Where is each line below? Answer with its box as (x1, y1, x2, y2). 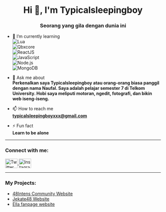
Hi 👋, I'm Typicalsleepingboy (23, 4, 143, 16)
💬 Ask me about (12, 74, 45, 81)
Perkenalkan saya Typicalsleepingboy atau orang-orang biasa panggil (12, 80, 160, 86)
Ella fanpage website (12, 201, 55, 208)
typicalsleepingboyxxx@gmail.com (12, 113, 87, 119)
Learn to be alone (12, 130, 49, 136)
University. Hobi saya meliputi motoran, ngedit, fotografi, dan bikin (12, 90, 152, 96)
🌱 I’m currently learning (12, 33, 60, 39)
